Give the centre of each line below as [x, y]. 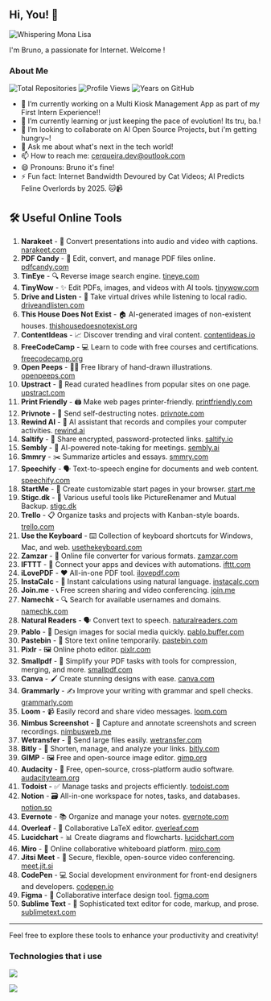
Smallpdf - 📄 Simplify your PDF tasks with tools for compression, [129, 660]
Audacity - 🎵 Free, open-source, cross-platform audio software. [127, 769]
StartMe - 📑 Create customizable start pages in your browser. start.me [138, 489]
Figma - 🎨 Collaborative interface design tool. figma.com [115, 895]
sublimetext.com [48, 912]
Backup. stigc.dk [49, 506]
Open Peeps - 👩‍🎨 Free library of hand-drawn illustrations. [116, 366]
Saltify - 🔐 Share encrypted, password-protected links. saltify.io [127, 439]
